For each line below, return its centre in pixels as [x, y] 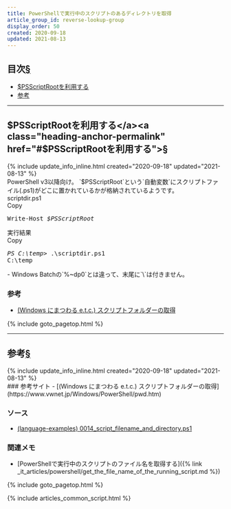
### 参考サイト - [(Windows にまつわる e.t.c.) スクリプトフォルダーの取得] [113, 386]
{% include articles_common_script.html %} [69, 498]
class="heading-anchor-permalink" [86, 137]
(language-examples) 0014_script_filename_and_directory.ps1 [104, 428]
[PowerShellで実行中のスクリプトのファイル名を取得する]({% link [110, 464]
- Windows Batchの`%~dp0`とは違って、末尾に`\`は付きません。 [98, 274]
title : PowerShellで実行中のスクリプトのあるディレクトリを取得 [89, 13]
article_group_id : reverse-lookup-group [66, 20]
